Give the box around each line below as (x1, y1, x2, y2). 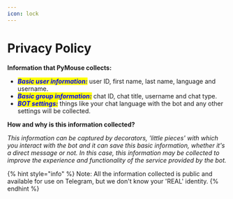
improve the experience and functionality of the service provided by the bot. (7, 156, 227, 164)
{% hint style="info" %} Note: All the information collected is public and (7, 169, 213, 178)
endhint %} (7, 184, 40, 193)
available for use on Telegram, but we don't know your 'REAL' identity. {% (7, 177, 219, 185)
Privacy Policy (7, 40, 92, 56)
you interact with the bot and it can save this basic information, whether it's (7, 141, 225, 149)
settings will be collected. (17, 106, 91, 115)
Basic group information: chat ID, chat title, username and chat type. (17, 91, 218, 100)
